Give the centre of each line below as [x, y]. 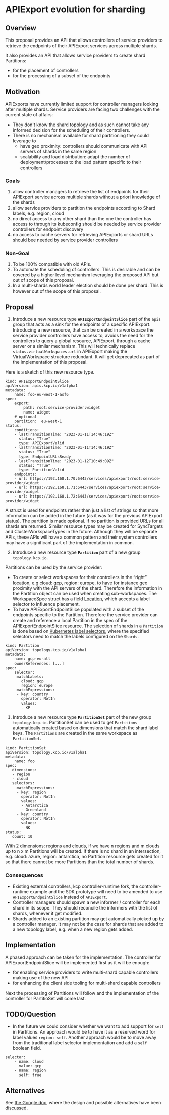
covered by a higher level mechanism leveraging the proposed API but [86, 275]
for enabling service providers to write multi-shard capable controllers [86, 972]
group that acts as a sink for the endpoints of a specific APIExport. [81, 324]
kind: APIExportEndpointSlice [37, 381]
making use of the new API [40, 978]
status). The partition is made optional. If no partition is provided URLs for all [84, 521]
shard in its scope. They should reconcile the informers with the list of [85, 907]
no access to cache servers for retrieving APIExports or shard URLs [83, 235]
